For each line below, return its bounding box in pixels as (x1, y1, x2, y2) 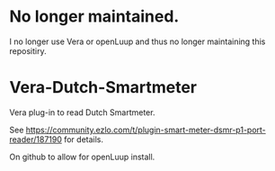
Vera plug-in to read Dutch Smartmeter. (9, 106, 155, 118)
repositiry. (9, 45, 47, 56)
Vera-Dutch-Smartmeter (9, 77, 198, 98)
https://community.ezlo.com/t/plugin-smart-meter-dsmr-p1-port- (25, 124, 267, 135)
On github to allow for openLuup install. (9, 151, 155, 162)
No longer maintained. (9, 6, 180, 27)
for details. (64, 133, 104, 145)
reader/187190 (9, 133, 63, 145)
